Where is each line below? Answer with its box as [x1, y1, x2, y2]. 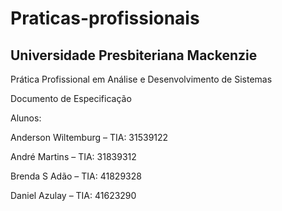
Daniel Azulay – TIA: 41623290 [10, 190, 137, 201]
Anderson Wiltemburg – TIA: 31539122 [10, 132, 169, 143]
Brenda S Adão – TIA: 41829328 [10, 170, 142, 182]
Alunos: [10, 112, 42, 124]
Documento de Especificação [10, 93, 132, 104]
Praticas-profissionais [10, 7, 200, 30]
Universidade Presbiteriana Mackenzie [10, 47, 258, 64]
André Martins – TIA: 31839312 [10, 151, 137, 162]
